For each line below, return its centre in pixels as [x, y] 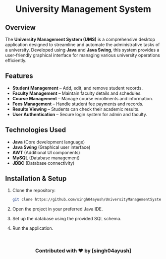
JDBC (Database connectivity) [43, 163]
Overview [21, 28]
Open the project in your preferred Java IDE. [57, 209]
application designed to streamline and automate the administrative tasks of [83, 45]
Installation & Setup [36, 179]
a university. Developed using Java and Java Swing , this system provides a [82, 50]
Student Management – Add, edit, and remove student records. [77, 88]
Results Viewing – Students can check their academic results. [76, 109]
